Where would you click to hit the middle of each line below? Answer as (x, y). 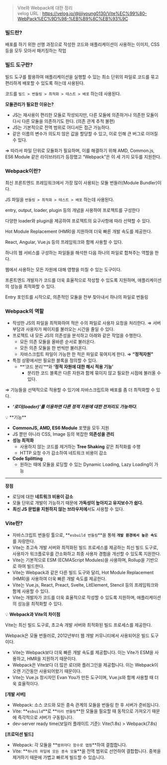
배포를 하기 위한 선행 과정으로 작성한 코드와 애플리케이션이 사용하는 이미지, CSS (83, 44)
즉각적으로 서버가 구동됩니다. (45, 718)
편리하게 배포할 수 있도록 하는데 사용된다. (45, 83)
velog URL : (29, 13)
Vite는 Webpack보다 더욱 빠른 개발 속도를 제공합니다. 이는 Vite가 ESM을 (83, 653)
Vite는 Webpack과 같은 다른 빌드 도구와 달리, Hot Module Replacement (83, 573)
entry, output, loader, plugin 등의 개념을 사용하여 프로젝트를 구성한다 (73, 210)
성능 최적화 (23, 440)
